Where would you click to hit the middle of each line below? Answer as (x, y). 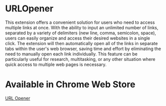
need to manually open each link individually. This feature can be (71, 54)
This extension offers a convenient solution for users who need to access (80, 22)
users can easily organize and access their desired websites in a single (78, 38)
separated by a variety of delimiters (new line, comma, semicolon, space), (81, 33)
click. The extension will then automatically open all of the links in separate (82, 43)
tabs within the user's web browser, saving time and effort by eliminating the (83, 49)
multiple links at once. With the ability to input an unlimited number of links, (82, 27)
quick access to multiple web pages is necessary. (56, 64)
